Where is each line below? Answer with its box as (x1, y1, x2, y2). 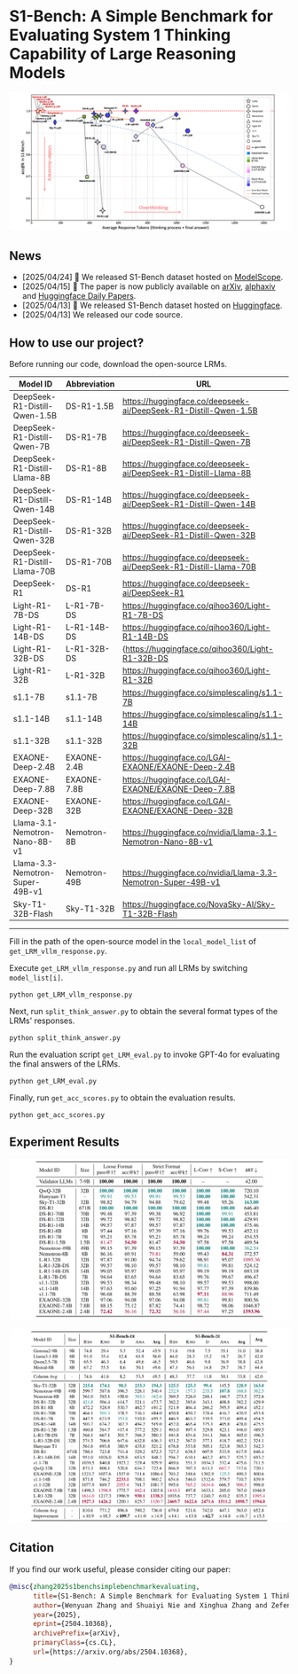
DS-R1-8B (65, 463, 107, 473)
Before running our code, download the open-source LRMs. (9, 359, 228, 370)
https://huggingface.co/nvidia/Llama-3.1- (122, 827, 278, 838)
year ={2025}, (32, 1610, 82, 1619)
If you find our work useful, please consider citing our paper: (9, 1563, 231, 1575)
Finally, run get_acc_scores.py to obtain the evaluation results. (9, 1092, 237, 1103)
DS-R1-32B (65, 525, 113, 536)
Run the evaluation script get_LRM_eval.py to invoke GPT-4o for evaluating (9, 1049, 280, 1060)
